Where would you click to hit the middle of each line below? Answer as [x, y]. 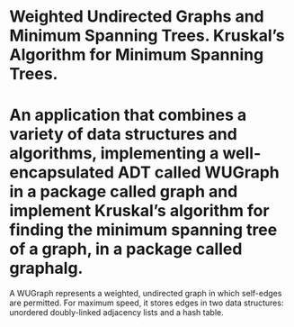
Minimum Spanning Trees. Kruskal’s [147, 36]
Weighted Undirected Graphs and [137, 17]
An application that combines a [128, 115]
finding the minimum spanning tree [143, 230]
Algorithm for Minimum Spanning [137, 55]
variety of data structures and [124, 135]
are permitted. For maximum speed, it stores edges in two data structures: [147, 303]
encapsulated [62, 173]
